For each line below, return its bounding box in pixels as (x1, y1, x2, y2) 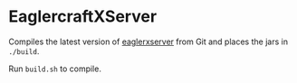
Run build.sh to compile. (8, 63, 101, 74)
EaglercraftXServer (8, 6, 158, 27)
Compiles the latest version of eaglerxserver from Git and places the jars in (8, 36, 289, 47)
